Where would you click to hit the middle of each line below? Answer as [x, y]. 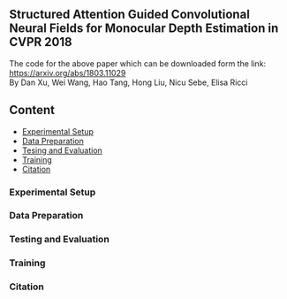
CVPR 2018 [41, 42]
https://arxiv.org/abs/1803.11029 [68, 73]
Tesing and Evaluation [62, 150]
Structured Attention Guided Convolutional [129, 15]
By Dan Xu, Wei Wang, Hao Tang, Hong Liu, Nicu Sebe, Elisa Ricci [128, 82]
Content [32, 110]
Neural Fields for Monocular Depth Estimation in [144, 29]
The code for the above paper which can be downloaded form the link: [138, 63]
